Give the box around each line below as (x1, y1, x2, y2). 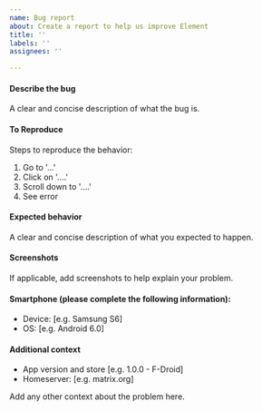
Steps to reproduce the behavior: (9, 144, 133, 155)
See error (22, 191, 59, 201)
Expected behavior (9, 211, 82, 222)
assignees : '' (9, 47, 63, 56)
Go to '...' (22, 161, 56, 172)
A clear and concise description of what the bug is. (9, 103, 200, 114)
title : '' (9, 30, 47, 39)
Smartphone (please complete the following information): (9, 293, 231, 304)
